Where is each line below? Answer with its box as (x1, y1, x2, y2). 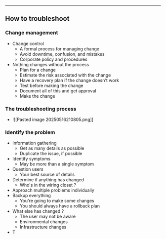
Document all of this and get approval (19, 87, 96, 94)
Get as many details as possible (19, 145, 84, 151)
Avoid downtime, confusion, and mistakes (19, 51, 105, 57)
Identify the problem (5, 129, 55, 136)
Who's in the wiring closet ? (19, 182, 77, 188)
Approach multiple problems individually (12, 187, 95, 193)
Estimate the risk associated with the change (19, 72, 111, 78)
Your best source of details (19, 171, 75, 178)
